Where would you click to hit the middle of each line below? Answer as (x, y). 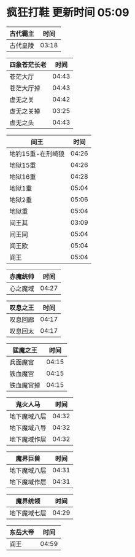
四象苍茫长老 (28, 64)
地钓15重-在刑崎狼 (37, 154)
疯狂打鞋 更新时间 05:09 (68, 13)
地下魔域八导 (28, 427)
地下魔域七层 (28, 513)
